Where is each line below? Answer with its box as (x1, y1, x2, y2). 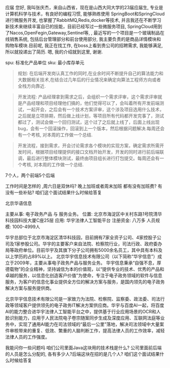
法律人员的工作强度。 (5, 334, 50, 340)
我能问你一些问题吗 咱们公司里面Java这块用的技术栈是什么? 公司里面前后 (5, 345, 158, 351)
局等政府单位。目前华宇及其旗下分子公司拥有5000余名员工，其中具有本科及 (5, 247, 163, 253)
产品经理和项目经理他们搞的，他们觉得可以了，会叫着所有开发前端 (22, 100, 160, 106)
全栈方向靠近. (17, 83, 46, 89)
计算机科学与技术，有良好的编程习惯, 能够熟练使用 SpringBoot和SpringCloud (5, 11, 165, 17)
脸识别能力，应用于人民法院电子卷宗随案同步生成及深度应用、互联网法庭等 (5, 315, 160, 321)
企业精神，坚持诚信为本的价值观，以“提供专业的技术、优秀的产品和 (25, 266, 164, 272)
